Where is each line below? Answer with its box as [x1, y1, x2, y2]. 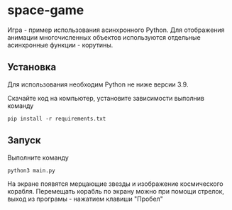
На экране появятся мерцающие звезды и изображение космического [7, 179, 223, 188]
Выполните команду [7, 153, 69, 162]
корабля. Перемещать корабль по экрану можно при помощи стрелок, [7, 187, 225, 195]
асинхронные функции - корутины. [7, 40, 114, 49]
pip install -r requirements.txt [7, 115, 106, 122]
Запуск [7, 134, 41, 147]
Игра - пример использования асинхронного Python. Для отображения [7, 26, 225, 34]
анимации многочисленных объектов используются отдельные [7, 33, 201, 41]
